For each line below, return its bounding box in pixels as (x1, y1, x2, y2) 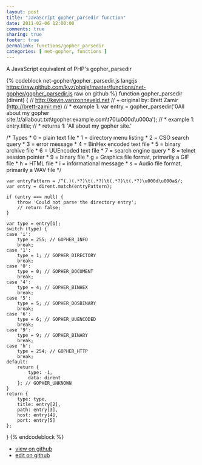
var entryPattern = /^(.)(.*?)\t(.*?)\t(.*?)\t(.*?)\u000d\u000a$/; (6, 177, 183, 184)
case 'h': (6, 343, 32, 349)
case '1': (6, 247, 32, 253)
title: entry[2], (17, 401, 61, 407)
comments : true (6, 26, 45, 32)
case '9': (6, 326, 32, 333)
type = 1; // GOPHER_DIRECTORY (17, 252, 96, 258)
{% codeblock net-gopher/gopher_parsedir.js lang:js (6, 77, 138, 84)
